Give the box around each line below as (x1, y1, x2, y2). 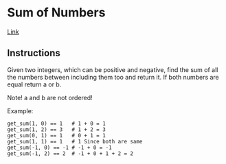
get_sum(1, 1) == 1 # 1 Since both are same (7, 138, 143, 145)
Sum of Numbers (7, 5, 106, 21)
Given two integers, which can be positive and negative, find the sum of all (7, 65, 218, 73)
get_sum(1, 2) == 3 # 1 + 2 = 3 (7, 126, 106, 133)
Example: (7, 106, 34, 115)
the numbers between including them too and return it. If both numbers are (7, 73, 220, 81)
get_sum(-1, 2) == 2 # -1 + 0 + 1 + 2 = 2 (7, 150, 134, 157)
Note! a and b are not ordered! (7, 93, 93, 102)
